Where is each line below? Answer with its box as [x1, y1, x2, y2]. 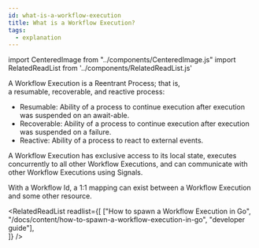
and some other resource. [8, 191, 92, 201]
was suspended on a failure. [19, 128, 112, 137]
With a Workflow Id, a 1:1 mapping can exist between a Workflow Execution [8, 183, 252, 193]
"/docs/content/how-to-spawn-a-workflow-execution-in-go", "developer [8, 215, 246, 224]
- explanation [15, 33, 61, 42]
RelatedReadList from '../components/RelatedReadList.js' [8, 64, 193, 73]
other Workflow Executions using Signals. [8, 168, 143, 177]
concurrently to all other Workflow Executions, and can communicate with [8, 159, 248, 169]
